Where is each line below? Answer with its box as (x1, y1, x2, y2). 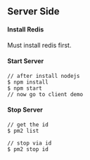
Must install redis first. (7, 41, 72, 49)
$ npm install (7, 79, 49, 86)
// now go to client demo (7, 91, 83, 98)
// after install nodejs (7, 72, 80, 79)
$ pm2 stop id (7, 146, 49, 153)
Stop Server (7, 105, 44, 114)
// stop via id (7, 140, 52, 147)
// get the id (7, 121, 49, 128)
